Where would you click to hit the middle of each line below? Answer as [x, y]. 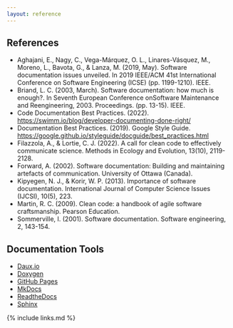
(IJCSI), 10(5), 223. [45, 196]
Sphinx [27, 304]
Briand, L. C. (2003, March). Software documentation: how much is [115, 91]
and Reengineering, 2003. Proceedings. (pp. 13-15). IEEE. [101, 106]
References [33, 43]
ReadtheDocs [37, 297]
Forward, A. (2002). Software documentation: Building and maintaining [121, 166]
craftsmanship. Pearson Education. [68, 212]
